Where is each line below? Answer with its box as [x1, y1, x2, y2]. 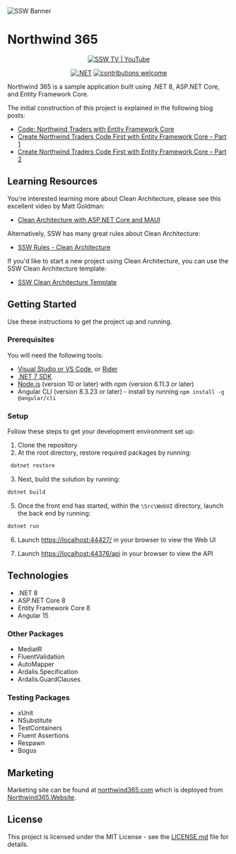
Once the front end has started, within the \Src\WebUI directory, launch [17, 501, 224, 510]
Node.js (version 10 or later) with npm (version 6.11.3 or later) [17, 380, 194, 388]
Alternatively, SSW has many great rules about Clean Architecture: [7, 229, 201, 237]
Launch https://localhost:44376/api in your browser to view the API [17, 549, 213, 557]
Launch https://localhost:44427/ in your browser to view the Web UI [17, 535, 216, 544]
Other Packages [7, 629, 64, 639]
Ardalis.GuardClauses [17, 675, 81, 683]
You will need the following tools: [7, 351, 104, 359]
